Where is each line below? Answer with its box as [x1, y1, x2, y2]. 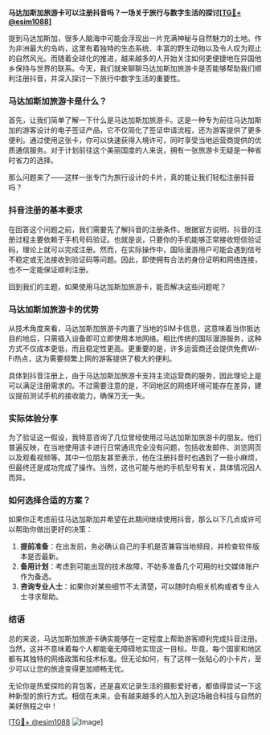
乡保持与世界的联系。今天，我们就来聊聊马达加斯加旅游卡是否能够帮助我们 [8, 63, 255, 73]
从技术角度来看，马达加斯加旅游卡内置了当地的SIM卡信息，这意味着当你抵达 [8, 323, 261, 333]
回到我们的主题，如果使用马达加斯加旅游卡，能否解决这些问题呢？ [8, 281, 227, 292]
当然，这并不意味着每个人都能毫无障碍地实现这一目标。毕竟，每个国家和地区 [8, 643, 262, 653]
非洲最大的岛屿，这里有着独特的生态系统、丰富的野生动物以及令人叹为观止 [14, 43, 262, 53]
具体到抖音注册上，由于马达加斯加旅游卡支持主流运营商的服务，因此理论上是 [8, 370, 262, 380]
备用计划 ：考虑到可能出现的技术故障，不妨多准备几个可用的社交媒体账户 [19, 561, 260, 571]
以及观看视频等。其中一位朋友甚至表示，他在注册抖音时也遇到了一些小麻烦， [8, 453, 262, 463]
